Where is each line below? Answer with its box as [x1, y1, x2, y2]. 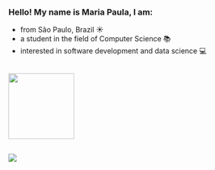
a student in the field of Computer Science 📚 [19, 34, 171, 44]
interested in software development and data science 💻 [19, 46, 208, 56]
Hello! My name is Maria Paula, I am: [8, 6, 154, 18]
